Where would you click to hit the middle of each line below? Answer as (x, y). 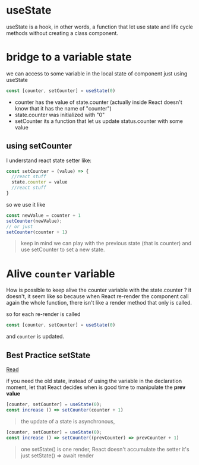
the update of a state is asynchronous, (68, 421)
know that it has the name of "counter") (63, 108)
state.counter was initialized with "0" (60, 115)
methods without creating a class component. (62, 33)
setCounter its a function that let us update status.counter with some (99, 121)
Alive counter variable (61, 273)
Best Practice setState (48, 355)
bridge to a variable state (69, 57)
